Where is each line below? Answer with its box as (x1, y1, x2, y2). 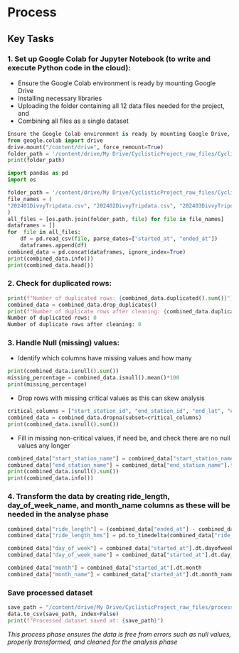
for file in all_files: (7, 229, 81, 236)
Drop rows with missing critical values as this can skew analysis (17, 394, 205, 402)
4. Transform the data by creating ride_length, (7, 492, 170, 502)
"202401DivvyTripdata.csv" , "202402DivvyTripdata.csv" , (7, 202, 176, 210)
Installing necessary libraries (17, 94, 102, 102)
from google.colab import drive (7, 136, 103, 144)
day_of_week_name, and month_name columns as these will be (7, 500, 230, 510)
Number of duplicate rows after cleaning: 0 (7, 321, 142, 328)
